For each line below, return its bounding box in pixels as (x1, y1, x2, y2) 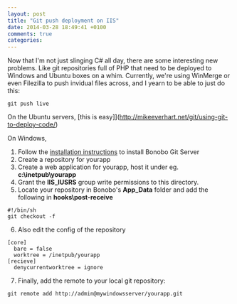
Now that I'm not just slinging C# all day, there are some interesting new (7, 56, 218, 65)
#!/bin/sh (7, 207, 37, 214)
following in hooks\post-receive (17, 193, 114, 202)
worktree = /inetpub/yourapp (14, 251, 100, 259)
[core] (7, 239, 27, 246)
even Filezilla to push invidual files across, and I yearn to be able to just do (7, 79, 226, 87)
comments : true (7, 30, 53, 38)
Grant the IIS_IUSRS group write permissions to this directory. (17, 178, 199, 187)
